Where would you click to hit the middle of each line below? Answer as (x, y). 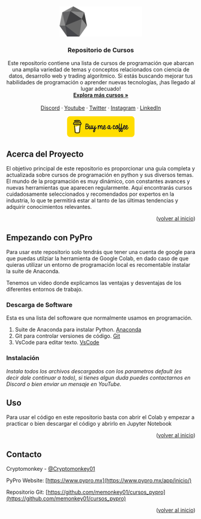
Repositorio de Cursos (101, 50)
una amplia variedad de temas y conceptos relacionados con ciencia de (101, 70)
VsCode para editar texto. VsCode (57, 343)
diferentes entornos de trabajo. (44, 289)
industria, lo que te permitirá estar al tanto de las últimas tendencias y (92, 200)
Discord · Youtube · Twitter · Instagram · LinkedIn (101, 108)
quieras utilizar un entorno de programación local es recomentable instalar (98, 264)
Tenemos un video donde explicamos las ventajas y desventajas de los (94, 282)
